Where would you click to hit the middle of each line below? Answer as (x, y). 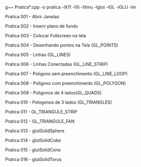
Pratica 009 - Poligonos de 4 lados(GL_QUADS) (53, 93)
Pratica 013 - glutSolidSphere (35, 131)
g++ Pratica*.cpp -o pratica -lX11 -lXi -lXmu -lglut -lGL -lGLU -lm (71, 7)
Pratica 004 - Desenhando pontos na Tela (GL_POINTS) (62, 45)
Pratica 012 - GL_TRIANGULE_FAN (40, 121)
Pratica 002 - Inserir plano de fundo (41, 26)
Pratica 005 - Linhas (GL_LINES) (38, 55)
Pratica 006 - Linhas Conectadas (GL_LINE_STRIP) (57, 64)
